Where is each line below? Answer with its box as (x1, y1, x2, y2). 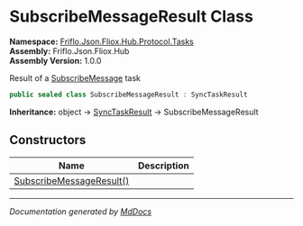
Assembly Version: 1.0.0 (9, 55, 102, 66)
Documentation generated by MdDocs (9, 205, 151, 217)
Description (138, 159, 189, 172)
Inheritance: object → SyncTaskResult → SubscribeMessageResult (9, 106, 259, 117)
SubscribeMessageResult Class (9, 6, 254, 27)
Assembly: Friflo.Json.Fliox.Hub (9, 45, 130, 56)
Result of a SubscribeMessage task (9, 72, 142, 83)
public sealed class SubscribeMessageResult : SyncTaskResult (9, 90, 248, 99)
